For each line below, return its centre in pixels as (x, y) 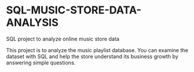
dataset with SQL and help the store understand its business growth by (92, 56)
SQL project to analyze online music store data (63, 39)
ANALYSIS (32, 23)
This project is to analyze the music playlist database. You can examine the (97, 50)
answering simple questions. (41, 63)
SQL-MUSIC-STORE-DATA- (74, 10)
